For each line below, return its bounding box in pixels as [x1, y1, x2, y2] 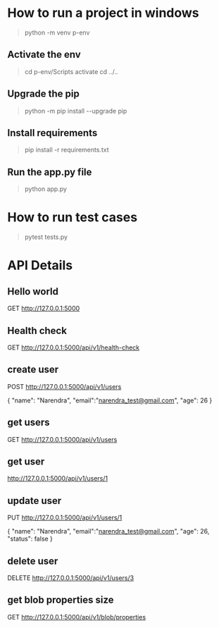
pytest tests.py [24, 233, 68, 241]
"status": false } [7, 534, 53, 543]
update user [7, 495, 62, 507]
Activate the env [7, 49, 81, 61]
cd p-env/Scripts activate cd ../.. [24, 67, 118, 75]
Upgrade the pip [7, 88, 80, 100]
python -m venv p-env [24, 28, 90, 37]
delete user [7, 555, 58, 567]
